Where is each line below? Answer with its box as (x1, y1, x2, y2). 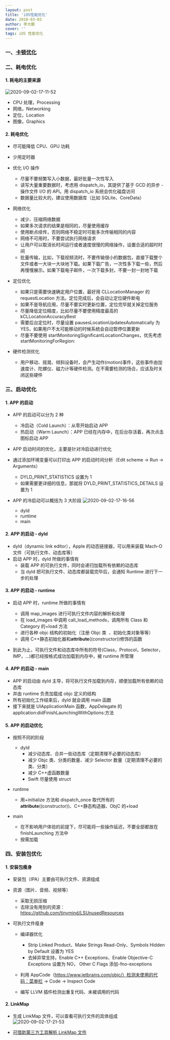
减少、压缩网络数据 (20, 217, 61, 223)
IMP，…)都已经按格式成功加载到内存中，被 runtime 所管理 (12, 653, 134, 659)
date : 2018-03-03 (5, 17, 42, 22)
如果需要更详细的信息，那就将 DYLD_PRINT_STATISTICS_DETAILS (20, 480, 158, 486)
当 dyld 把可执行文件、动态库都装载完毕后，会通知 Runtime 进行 (20, 568, 154, 574)
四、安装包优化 (5, 850, 42, 858)
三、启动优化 (5, 386, 37, 393)
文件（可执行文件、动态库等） (12, 549, 75, 556)
